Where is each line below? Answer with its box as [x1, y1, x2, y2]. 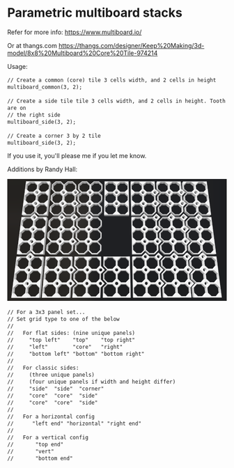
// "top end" [7, 441, 64, 448]
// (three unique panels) [7, 371, 95, 378]
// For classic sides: [7, 364, 79, 371]
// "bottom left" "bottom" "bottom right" [7, 350, 145, 357]
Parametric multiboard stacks [7, 5, 182, 21]
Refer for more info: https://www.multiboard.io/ [7, 28, 142, 36]
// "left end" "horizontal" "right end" [7, 420, 141, 427]
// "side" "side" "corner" [7, 385, 104, 392]
